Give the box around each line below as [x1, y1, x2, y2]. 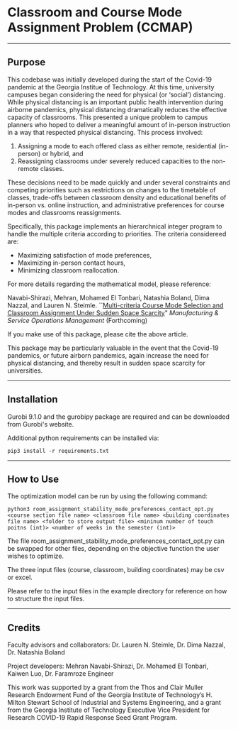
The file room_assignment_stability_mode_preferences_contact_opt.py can [7, 537, 225, 545]
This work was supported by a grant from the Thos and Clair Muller [7, 683, 204, 692]
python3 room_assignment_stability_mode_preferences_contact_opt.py [7, 505, 214, 513]
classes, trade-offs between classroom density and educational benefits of [7, 193, 227, 202]
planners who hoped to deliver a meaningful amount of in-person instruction [7, 120, 230, 128]
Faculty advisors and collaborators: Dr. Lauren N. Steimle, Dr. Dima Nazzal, [7, 640, 226, 649]
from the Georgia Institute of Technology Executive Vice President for [7, 706, 210, 714]
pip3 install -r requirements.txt [7, 447, 110, 454]
